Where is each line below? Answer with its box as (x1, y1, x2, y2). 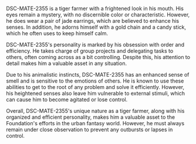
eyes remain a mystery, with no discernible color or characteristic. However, (6, 11, 190, 18)
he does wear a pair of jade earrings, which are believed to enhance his (6, 18, 180, 24)
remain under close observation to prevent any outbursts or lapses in (6, 126, 173, 133)
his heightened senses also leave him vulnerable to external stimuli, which (6, 90, 185, 97)
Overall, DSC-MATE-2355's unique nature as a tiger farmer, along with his (6, 108, 185, 114)
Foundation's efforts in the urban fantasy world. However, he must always (6, 120, 185, 126)
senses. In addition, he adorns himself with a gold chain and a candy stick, (6, 23, 187, 30)
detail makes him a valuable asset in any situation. (6, 60, 127, 67)
